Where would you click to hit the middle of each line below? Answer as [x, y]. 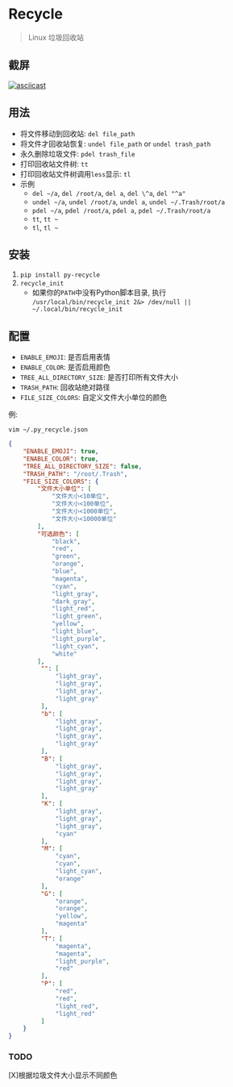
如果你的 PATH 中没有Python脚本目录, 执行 [99, 293]
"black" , [66, 541]
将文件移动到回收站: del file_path [77, 133]
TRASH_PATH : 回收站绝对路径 [65, 387]
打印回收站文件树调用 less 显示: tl [75, 173]
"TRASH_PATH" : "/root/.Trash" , [75, 474]
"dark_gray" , [73, 602]
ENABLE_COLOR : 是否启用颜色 [65, 367]
